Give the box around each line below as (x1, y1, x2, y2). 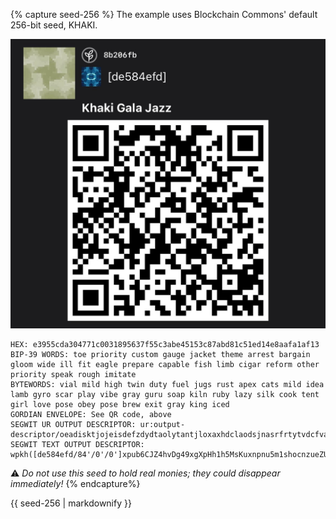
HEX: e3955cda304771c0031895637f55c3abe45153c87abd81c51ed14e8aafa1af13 (10, 339, 320, 349)
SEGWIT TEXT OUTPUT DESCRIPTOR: (10, 439, 145, 449)
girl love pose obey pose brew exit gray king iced (10, 399, 230, 409)
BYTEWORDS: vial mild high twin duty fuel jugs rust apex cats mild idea (10, 379, 325, 389)
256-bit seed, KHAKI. (10, 19, 98, 31)
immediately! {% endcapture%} (10, 477, 141, 489)
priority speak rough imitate (10, 369, 137, 379)
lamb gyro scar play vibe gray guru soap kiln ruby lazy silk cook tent (10, 389, 320, 399)
